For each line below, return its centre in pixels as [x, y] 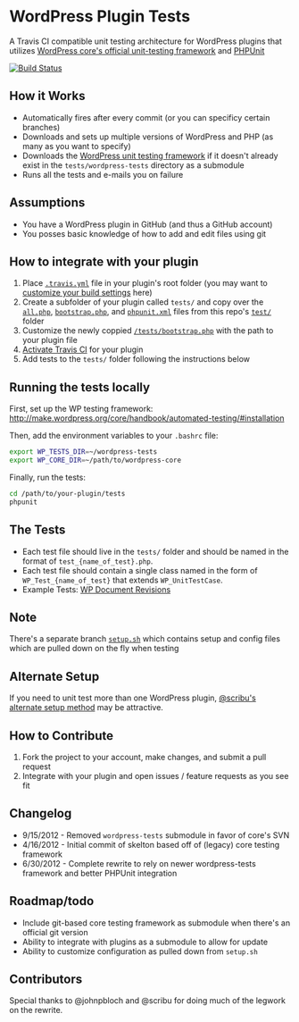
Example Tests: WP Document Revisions [96, 589]
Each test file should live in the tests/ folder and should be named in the [155, 551]
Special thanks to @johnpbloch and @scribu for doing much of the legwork [147, 1001]
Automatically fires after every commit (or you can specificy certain [146, 117]
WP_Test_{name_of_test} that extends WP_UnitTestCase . [122, 580]
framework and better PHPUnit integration [100, 873]
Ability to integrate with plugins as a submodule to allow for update [145, 942]
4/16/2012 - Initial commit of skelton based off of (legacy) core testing [151, 844]
